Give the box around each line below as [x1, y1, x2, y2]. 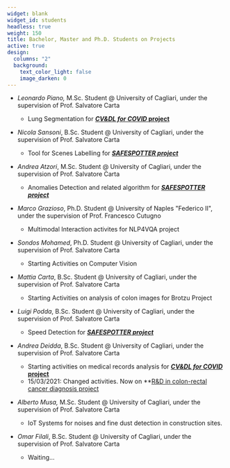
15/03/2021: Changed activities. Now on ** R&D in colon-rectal [27, 377, 207, 386]
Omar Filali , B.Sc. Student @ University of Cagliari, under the [17, 433, 192, 441]
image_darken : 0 [19, 74, 67, 82]
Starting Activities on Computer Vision [27, 259, 138, 268]
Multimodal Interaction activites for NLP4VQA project [27, 225, 179, 234]
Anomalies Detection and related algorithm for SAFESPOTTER [27, 184, 206, 192]
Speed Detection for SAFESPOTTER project [27, 328, 154, 337]
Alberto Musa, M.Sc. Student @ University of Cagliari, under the [17, 398, 201, 407]
